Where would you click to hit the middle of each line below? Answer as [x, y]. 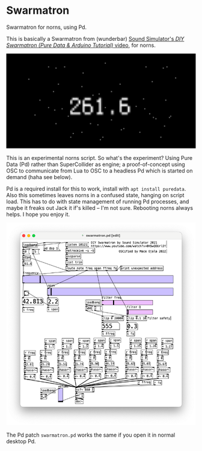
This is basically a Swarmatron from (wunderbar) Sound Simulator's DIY [95, 38]
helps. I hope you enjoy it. [38, 214]
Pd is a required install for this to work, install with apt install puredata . [96, 189]
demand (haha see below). [39, 177]
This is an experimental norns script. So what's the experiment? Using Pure [99, 158]
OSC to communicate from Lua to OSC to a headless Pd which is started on [99, 170]
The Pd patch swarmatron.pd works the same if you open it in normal [91, 435]
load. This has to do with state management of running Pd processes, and [98, 201]
